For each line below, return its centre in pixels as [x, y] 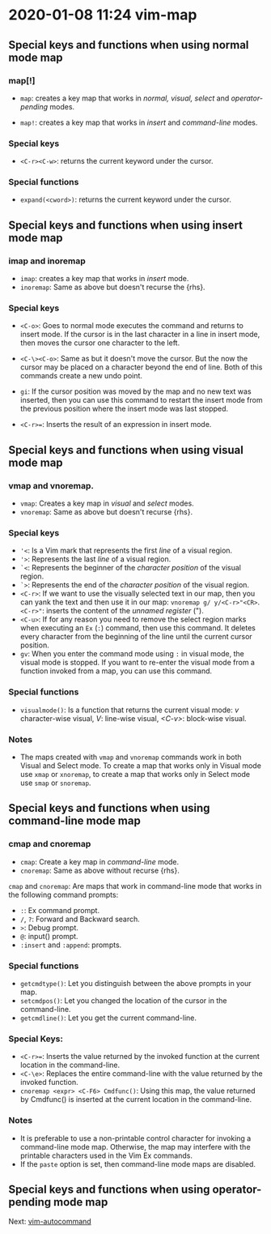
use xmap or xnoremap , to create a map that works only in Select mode [135, 775]
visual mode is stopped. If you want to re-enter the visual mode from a [137, 663]
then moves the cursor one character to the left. [100, 343]
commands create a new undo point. [81, 376]
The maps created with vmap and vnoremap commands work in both [131, 757]
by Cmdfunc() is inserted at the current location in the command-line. [136, 1099]
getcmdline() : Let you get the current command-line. [108, 1018]
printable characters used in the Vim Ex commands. [106, 1155]
